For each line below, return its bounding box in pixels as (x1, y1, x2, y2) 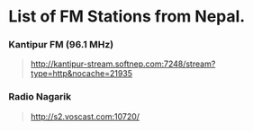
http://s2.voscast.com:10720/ (30, 110, 140, 122)
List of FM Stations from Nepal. (8, 6, 246, 27)
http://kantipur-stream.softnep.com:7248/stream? (30, 58, 216, 69)
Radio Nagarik (8, 91, 72, 103)
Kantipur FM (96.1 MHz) (8, 39, 114, 51)
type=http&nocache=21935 (30, 68, 132, 79)
